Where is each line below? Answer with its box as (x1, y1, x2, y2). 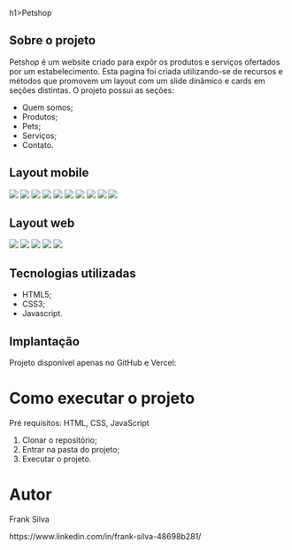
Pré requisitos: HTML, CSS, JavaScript (9, 418, 150, 428)
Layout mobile (9, 166, 89, 181)
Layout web (9, 216, 75, 231)
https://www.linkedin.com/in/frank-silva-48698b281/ (9, 531, 202, 541)
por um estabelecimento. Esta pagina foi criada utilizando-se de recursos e (9, 66, 283, 76)
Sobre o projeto (9, 33, 96, 48)
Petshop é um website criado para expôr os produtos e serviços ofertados (9, 57, 280, 67)
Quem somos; (21, 102, 73, 112)
